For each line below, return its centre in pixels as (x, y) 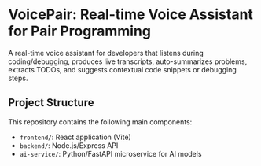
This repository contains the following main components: (100, 122)
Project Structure (51, 103)
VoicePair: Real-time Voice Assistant (131, 15)
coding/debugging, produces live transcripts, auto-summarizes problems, (128, 61)
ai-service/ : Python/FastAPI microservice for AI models (110, 153)
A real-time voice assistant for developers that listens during (106, 53)
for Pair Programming (80, 31)
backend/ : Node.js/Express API (69, 145)
